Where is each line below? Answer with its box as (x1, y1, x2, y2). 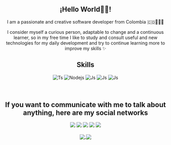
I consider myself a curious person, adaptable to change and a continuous (7, 29, 164, 35)
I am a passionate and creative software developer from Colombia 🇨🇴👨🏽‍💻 (7, 18, 164, 25)
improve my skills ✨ (65, 45, 106, 51)
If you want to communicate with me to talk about (5, 100, 166, 109)
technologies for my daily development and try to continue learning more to (6, 39, 165, 46)
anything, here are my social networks (23, 108, 148, 117)
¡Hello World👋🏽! (59, 5, 112, 14)
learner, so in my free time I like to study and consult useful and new (13, 34, 158, 40)
